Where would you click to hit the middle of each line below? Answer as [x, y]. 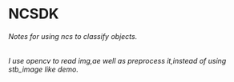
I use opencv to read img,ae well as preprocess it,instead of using [117, 61]
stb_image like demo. [43, 69]
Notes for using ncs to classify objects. [73, 36]
